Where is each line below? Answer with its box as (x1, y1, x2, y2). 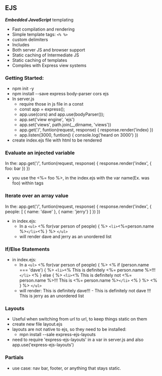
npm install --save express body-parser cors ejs (12, 91, 109, 97)
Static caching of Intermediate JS (12, 52, 79, 58)
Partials (5, 354, 24, 361)
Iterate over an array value (5, 192, 69, 199)
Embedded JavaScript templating (5, 17, 74, 22)
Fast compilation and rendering (12, 26, 75, 32)
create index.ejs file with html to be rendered (12, 137, 102, 143)
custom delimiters (12, 36, 48, 42)
